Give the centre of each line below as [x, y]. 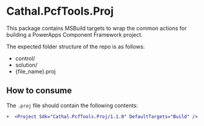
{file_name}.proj [35, 71]
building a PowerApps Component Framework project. [75, 34]
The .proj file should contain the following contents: [72, 105]
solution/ [26, 65]
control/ [25, 58]
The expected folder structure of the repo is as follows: [76, 46]
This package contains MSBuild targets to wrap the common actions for [97, 28]
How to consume [39, 91]
